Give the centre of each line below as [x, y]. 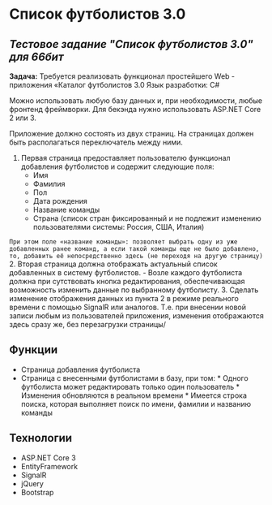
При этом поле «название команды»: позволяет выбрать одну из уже [123, 242]
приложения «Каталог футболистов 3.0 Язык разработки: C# [115, 85]
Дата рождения [60, 201]
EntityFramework [49, 466]
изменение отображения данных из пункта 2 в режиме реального [124, 298]
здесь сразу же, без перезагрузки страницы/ [88, 324]
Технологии [40, 438]
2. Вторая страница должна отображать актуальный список [113, 264]
